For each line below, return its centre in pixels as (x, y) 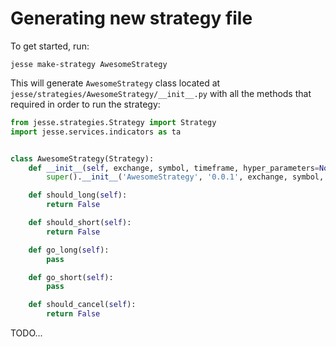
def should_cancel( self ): (82, 305)
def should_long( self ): (78, 195)
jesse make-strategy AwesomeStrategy (89, 64)
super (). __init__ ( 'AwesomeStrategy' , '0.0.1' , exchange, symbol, (185, 177)
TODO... (26, 333)
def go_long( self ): (69, 250)
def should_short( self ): (80, 223)
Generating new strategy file (131, 18)
